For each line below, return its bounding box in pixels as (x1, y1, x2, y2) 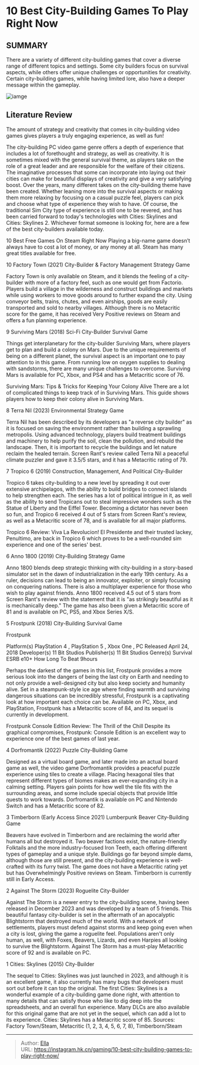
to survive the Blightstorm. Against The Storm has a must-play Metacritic (6, 942, 184, 950)
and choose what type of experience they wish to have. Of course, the (6, 200, 178, 207)
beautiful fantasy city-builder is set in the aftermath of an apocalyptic (6, 911, 175, 918)
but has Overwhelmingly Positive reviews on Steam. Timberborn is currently (6, 869, 192, 876)
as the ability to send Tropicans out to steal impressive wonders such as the (6, 498, 191, 505)
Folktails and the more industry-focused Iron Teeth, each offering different (6, 844, 188, 851)
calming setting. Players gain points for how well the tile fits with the (6, 783, 172, 790)
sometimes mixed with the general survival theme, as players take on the (6, 156, 184, 163)
